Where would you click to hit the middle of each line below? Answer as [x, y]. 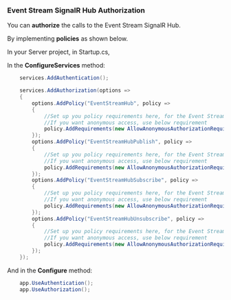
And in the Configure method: [50, 270]
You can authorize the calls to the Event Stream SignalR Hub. [94, 26]
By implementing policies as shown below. [68, 39]
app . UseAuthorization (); [55, 289]
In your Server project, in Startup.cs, [58, 52]
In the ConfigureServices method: [56, 66]
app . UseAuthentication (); [57, 283]
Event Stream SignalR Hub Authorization [76, 10]
